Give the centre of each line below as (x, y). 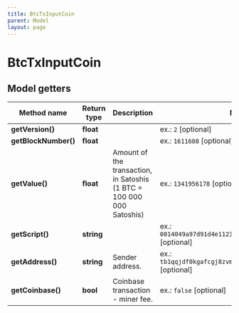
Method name (43, 113)
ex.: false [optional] (193, 290)
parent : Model (28, 21)
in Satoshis (131, 179)
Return (94, 109)
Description (133, 113)
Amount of (130, 152)
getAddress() (34, 262)
